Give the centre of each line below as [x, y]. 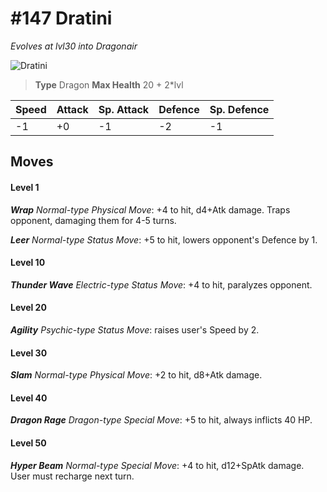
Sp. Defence [239, 109]
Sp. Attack [124, 109]
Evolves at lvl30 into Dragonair [74, 46]
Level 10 [28, 263]
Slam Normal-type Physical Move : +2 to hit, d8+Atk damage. [136, 375]
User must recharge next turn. [72, 476]
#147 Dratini [61, 18]
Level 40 [29, 398]
